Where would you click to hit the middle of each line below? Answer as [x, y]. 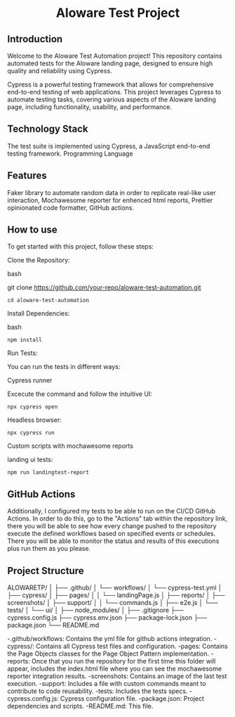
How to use [32, 230]
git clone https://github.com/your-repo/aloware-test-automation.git [104, 287]
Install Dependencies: [39, 313]
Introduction [35, 39]
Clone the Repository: [39, 260]
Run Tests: [22, 353]
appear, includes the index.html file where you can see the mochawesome [115, 669]
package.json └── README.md [53, 625]
